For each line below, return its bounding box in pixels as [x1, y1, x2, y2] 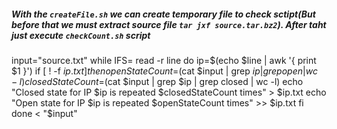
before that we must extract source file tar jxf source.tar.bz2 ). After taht [11, 18, 327, 30]
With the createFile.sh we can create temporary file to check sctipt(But [11, 8, 316, 20]
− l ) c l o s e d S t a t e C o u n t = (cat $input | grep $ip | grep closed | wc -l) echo [11, 75, 304, 87]
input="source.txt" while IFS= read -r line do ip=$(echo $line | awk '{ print [11, 54, 317, 66]
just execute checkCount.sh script [11, 29, 151, 41]
